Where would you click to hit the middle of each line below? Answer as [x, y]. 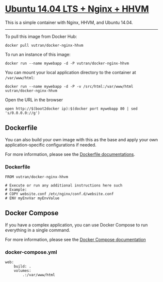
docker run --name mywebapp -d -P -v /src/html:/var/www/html [69, 86]
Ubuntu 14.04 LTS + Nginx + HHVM [77, 9]
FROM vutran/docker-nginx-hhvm [37, 177]
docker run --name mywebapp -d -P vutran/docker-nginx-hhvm [67, 63]
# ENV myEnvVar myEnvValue [32, 198]
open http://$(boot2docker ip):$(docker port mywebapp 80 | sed [71, 109]
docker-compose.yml [31, 252]
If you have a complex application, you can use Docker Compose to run [76, 225]
